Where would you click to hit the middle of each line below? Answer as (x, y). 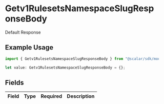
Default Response (23, 32)
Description (81, 96)
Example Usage (29, 47)
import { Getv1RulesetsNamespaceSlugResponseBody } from (64, 59)
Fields (15, 82)
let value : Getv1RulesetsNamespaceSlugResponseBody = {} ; (65, 68)
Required (51, 96)
